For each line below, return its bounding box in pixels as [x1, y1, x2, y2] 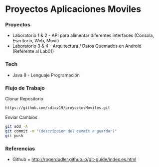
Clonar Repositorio [5, 96, 44, 102]
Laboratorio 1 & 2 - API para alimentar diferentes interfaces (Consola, [12, 32, 155, 38]
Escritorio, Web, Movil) [12, 38, 59, 44]
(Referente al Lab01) [12, 48, 54, 54]
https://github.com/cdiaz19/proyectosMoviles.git [5, 105, 111, 110]
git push [5, 133, 23, 138]
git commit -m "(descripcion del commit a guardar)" [5, 128, 117, 134]
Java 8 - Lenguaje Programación [12, 72, 80, 78]
